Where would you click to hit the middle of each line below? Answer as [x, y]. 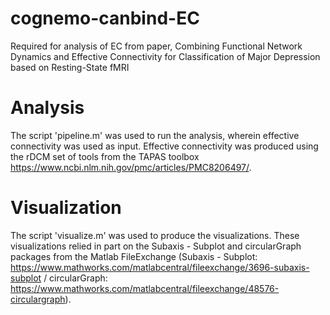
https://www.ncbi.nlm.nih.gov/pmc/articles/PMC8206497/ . [131, 167]
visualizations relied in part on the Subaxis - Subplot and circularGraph [156, 246]
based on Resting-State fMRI [70, 67]
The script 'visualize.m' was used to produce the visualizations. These [155, 235]
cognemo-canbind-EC [105, 18]
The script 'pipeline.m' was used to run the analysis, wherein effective [155, 135]
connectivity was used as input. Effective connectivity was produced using [164, 146]
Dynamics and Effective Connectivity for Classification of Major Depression [165, 56]
